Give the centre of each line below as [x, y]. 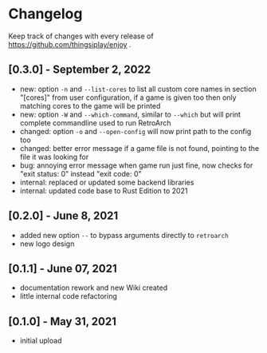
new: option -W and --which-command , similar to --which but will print [130, 114]
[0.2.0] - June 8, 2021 [63, 216]
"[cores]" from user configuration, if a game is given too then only [128, 97]
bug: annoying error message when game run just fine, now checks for [136, 165]
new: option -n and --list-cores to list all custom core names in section [138, 89]
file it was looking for [54, 157]
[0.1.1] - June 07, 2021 [63, 268]
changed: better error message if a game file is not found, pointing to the [139, 148]
